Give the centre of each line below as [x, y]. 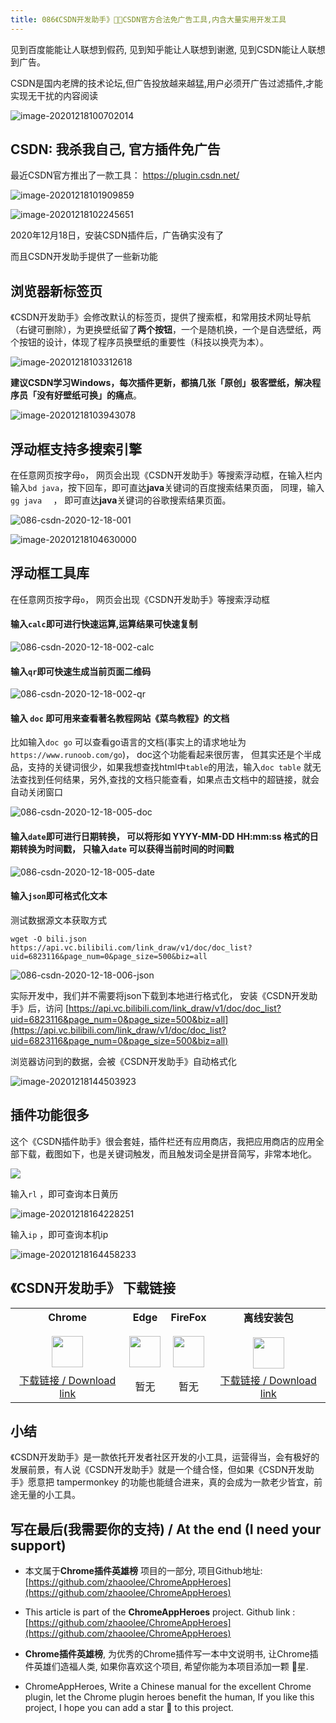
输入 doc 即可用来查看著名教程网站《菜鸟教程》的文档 [120, 718]
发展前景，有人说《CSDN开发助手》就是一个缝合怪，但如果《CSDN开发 [158, 1470]
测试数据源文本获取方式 [58, 920]
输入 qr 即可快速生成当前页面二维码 [81, 671]
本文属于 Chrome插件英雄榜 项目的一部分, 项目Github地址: [143, 1571]
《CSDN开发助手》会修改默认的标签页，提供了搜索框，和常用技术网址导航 [161, 317]
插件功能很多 [50, 1115]
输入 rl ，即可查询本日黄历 [64, 1193]
